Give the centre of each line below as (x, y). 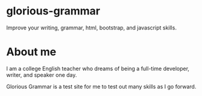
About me (31, 52)
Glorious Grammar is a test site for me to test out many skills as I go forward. (101, 86)
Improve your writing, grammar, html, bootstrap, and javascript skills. (91, 28)
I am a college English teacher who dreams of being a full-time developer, (98, 68)
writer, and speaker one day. (42, 75)
